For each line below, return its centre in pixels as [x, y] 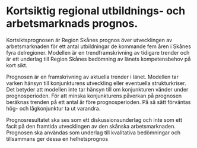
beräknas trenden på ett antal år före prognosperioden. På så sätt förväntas [99, 102]
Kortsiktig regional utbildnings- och [96, 11]
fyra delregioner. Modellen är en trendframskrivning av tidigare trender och [98, 52]
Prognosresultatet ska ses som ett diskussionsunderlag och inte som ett [94, 119]
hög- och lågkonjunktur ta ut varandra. [53, 108]
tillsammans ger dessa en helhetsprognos [57, 138]
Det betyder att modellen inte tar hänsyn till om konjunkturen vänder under [97, 89]
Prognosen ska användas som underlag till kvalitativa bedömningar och [93, 133]
